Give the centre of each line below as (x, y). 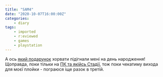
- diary (21, 23)
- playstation (28, 45)
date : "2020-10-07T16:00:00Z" (36, 14)
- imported (25, 32)
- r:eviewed (26, 37)
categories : (17, 18)
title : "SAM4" (19, 9)
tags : (10, 27)
